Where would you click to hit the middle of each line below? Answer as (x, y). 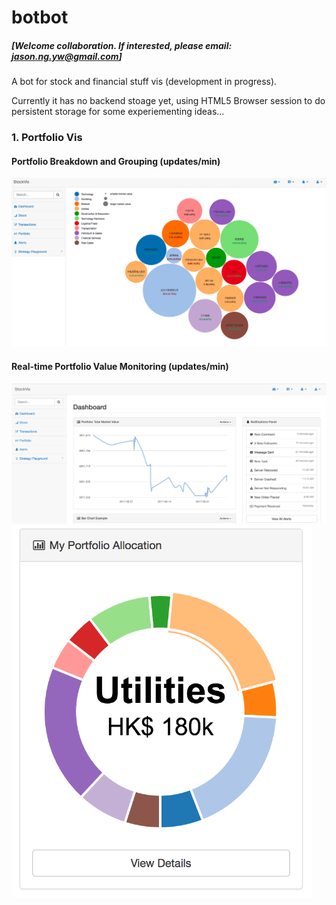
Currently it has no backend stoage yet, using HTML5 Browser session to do (168, 101)
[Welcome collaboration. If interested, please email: (122, 45)
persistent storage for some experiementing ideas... (118, 112)
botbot (40, 17)
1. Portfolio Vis (47, 138)
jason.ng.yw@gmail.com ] (67, 56)
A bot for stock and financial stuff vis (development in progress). (144, 82)
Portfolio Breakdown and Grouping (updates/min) (116, 161)
